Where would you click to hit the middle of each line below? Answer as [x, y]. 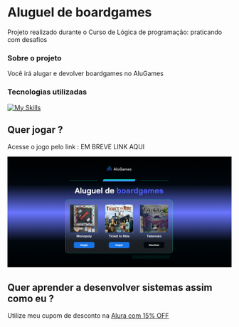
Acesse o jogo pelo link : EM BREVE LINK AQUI [76, 147]
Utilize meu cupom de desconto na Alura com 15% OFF [88, 315]
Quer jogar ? [35, 130]
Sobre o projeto [34, 58]
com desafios [27, 39]
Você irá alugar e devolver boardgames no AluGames [85, 74]
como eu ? [31, 298]
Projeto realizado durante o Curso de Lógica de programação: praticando [115, 32]
